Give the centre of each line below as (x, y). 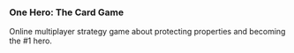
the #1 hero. (31, 41)
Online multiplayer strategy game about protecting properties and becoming (147, 32)
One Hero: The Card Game (67, 12)
